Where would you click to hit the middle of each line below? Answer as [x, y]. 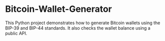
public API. [16, 33]
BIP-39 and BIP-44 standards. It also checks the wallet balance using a [78, 28]
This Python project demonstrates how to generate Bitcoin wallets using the [83, 23]
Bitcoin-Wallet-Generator [59, 9]
